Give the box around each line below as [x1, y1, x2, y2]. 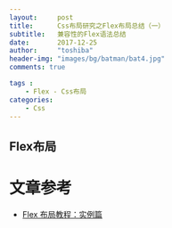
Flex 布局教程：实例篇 [21, 208, 102, 219]
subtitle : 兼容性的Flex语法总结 [9, 29, 127, 38]
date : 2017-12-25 [9, 37, 98, 47]
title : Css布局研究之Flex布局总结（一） [9, 21, 165, 30]
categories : [9, 95, 53, 104]
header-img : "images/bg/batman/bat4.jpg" [9, 54, 166, 63]
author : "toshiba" [9, 46, 94, 55]
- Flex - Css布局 [25, 86, 87, 96]
